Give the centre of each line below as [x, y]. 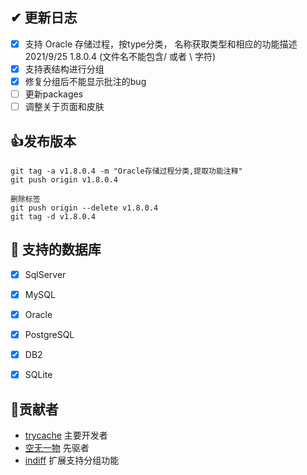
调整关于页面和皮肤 [64, 107]
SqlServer [45, 274]
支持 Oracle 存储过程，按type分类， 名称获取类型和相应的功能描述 [161, 44]
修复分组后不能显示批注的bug [85, 81]
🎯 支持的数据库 [56, 249]
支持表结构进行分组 [64, 69]
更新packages [54, 94]
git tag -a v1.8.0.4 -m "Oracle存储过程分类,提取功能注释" [126, 171]
